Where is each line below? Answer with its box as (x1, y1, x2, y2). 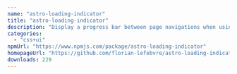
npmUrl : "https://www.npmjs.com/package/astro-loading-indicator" (7, 43, 207, 50)
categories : (7, 30, 42, 37)
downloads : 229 (7, 56, 52, 63)
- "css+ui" (13, 37, 46, 44)
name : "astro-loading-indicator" (7, 10, 106, 18)
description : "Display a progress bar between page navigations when (7, 23, 217, 30)
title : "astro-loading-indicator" (7, 17, 109, 24)
